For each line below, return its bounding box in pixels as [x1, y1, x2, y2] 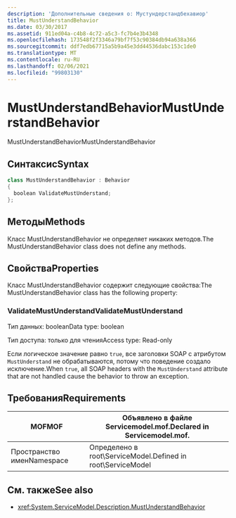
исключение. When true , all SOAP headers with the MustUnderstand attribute [7, 364, 228, 373]
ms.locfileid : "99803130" [7, 69, 83, 76]
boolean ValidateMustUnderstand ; [13, 190, 112, 197]
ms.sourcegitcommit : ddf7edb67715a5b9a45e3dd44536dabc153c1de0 [7, 43, 197, 50]
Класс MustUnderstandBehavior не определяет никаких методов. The [7, 234, 214, 243]
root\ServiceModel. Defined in [88, 451, 187, 461]
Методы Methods [7, 216, 86, 228]
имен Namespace [11, 455, 69, 465]
